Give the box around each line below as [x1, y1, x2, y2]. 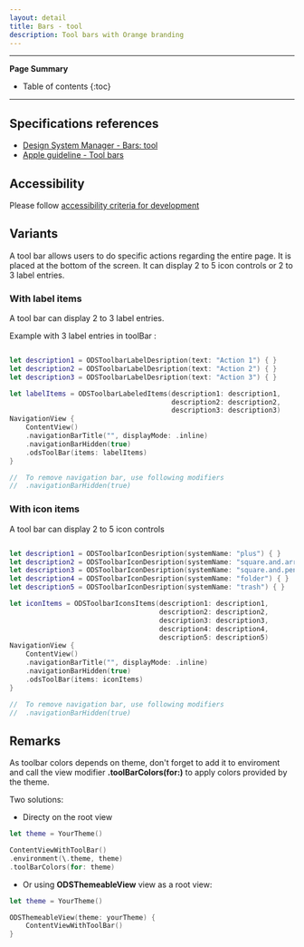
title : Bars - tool [9, 22, 83, 31]
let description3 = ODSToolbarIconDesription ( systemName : [9, 566, 233, 575]
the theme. [9, 776, 50, 787]
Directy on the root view [22, 812, 113, 823]
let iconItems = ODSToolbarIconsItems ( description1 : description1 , [9, 600, 270, 609]
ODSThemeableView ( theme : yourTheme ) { [9, 913, 156, 922]
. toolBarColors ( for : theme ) [9, 863, 116, 872]
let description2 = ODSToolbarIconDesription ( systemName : [9, 557, 233, 567]
